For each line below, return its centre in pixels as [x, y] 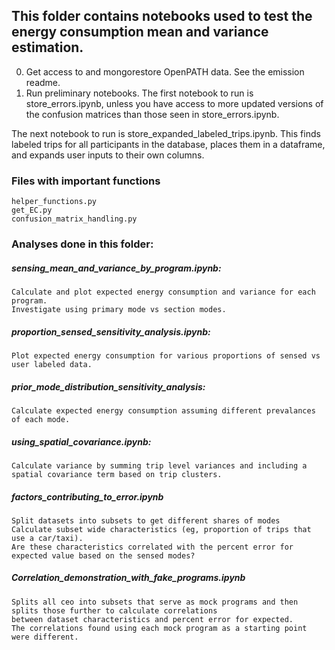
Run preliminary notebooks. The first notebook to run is [139, 93]
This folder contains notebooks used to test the [162, 16]
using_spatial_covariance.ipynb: [81, 441]
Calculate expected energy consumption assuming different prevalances [163, 410]
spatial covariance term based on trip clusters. [117, 474]
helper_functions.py [54, 202]
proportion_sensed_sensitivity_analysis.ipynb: [111, 331]
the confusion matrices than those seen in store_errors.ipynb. [152, 114]
